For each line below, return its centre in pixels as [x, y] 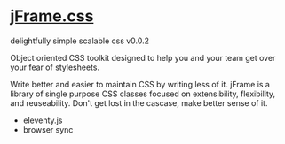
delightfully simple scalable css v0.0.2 [80, 41]
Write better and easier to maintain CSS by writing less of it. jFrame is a [140, 84]
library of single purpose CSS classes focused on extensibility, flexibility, [143, 94]
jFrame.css [52, 16]
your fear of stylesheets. [55, 67]
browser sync [48, 129]
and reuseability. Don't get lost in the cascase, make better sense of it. [139, 102]
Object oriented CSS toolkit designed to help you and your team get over [143, 57]
